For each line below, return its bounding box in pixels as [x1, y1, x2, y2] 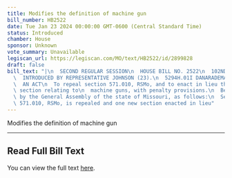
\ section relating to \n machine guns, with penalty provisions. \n [13, 87, 215, 94]
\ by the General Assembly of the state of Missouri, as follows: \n [13, 94, 215, 101]
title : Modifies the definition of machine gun [7, 10, 147, 17]
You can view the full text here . [7, 164, 95, 172]
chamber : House [7, 36, 51, 43]
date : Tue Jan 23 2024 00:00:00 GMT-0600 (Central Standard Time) [7, 23, 202, 30]
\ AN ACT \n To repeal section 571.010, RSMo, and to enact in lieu [13, 81, 217, 88]
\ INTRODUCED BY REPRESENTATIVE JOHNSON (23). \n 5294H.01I [13, 74, 193, 81]
